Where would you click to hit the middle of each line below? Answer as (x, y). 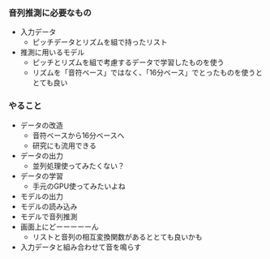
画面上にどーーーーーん (59, 227)
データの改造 (41, 125)
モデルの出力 (41, 196)
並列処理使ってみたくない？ (78, 166)
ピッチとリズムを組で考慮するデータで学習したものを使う (128, 63)
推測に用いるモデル (52, 52)
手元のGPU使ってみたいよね (79, 186)
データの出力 (41, 155)
